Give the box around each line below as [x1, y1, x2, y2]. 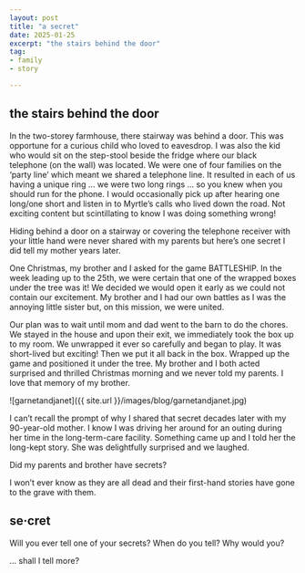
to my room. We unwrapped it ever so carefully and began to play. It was [9, 339, 282, 349]
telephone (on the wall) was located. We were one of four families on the [9, 159, 282, 170]
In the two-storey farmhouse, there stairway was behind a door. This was [9, 130, 284, 141]
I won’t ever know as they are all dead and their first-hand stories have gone [9, 476, 296, 488]
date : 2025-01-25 [9, 30, 76, 39]
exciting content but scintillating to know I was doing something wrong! [9, 207, 276, 219]
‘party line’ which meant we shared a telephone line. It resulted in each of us [9, 169, 296, 180]
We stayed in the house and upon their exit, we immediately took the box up [9, 328, 294, 339]
